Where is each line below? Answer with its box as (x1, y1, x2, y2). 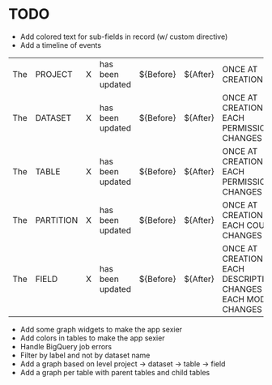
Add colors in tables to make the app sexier (19, 333, 165, 343)
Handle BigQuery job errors (19, 341, 113, 351)
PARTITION (35, 214, 79, 225)
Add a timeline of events (19, 40, 102, 49)
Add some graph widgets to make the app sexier (19, 324, 183, 334)
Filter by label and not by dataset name (19, 350, 151, 360)
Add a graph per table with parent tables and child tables (19, 367, 210, 377)
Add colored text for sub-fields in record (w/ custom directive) (19, 32, 228, 41)
